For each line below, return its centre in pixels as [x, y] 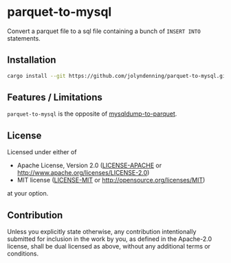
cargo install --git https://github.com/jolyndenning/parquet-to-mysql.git [118, 76]
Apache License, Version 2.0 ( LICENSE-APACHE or [89, 165]
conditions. [23, 254]
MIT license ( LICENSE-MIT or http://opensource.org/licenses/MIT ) [111, 180]
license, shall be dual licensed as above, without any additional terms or [109, 246]
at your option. [28, 193]
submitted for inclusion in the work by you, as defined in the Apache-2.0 [109, 239]
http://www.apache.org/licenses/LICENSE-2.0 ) [83, 173]
